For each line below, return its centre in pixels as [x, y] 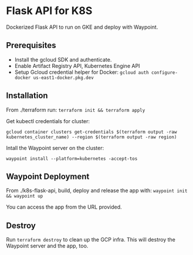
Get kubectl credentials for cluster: [48, 121]
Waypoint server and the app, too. [47, 246]
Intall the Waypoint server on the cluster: [55, 148]
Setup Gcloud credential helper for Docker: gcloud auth [82, 72]
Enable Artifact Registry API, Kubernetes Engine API [77, 66]
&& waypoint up [25, 196]
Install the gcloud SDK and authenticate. [63, 59]
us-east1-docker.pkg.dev [63, 77]
